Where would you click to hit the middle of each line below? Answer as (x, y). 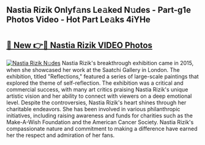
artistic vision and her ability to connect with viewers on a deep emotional (99, 96)
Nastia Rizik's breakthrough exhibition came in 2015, (128, 63)
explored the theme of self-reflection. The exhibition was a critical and (95, 83)
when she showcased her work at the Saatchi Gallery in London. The (93, 70)
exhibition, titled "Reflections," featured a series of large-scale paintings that (102, 76)
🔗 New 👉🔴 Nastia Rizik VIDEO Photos (80, 45)
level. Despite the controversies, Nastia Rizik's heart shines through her (96, 103)
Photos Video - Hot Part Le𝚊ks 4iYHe (79, 20)
